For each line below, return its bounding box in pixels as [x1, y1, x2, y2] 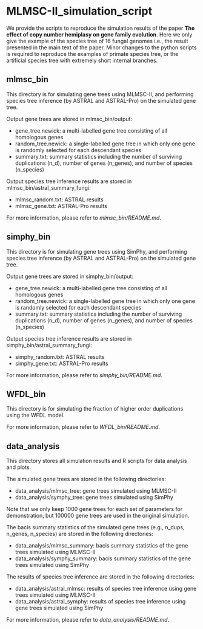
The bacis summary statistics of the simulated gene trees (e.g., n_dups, [6, 524, 185, 531]
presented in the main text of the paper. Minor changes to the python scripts [6, 44, 197, 51]
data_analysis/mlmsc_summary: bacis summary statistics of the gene [15, 542, 188, 549]
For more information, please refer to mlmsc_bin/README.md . [6, 214, 162, 221]
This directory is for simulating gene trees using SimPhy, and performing [6, 248, 187, 255]
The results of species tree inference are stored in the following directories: [6, 573, 195, 580]
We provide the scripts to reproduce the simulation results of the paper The [6, 24, 195, 32]
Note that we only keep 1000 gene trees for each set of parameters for [6, 506, 183, 513]
